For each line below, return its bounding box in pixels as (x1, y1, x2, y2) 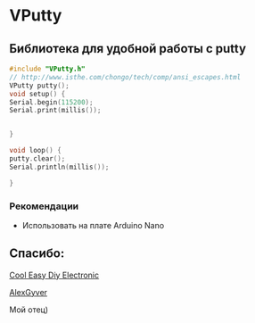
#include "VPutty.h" (9, 64, 86, 73)
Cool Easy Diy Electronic (9, 269, 100, 280)
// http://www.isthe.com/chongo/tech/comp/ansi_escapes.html (9, 72, 242, 81)
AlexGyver (9, 286, 47, 297)
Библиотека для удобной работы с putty (9, 41, 247, 56)
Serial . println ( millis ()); (9, 162, 110, 171)
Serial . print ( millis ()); (9, 106, 102, 115)
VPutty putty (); (9, 81, 70, 90)
